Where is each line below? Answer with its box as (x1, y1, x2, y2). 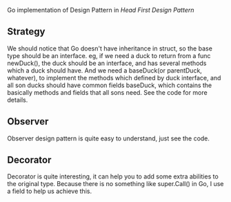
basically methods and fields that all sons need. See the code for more (7, 88, 208, 96)
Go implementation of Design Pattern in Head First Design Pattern (7, 6, 194, 14)
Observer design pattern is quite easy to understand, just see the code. (7, 134, 210, 143)
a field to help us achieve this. (7, 187, 92, 196)
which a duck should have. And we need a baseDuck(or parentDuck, (7, 66, 202, 75)
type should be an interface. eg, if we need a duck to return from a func (7, 51, 211, 59)
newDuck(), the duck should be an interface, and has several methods (7, 59, 207, 67)
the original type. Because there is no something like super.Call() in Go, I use (7, 180, 224, 188)
